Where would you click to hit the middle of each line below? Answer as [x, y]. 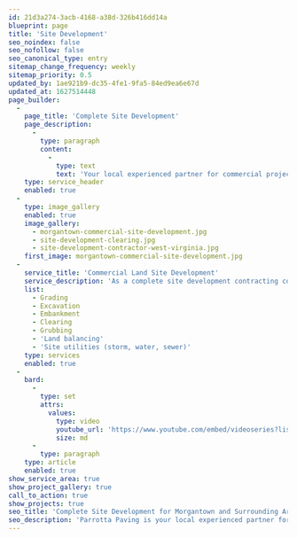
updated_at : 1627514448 [52, 91]
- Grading [50, 298]
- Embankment [56, 314]
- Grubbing [52, 331]
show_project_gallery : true [60, 487]
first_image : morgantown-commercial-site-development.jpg [133, 257]
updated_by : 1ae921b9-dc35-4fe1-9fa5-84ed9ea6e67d [104, 83]
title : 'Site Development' [58, 34]
